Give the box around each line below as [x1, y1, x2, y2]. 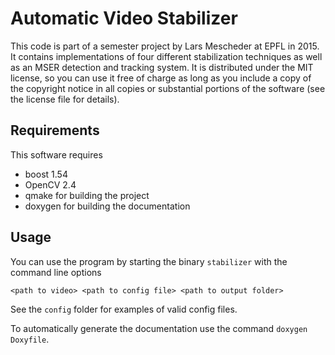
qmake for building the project [24, 189, 150, 201]
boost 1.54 [24, 168, 68, 180]
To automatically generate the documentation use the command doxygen [10, 322, 308, 334]
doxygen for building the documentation [24, 200, 191, 212]
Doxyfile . [10, 333, 50, 345]
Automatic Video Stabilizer [10, 7, 238, 30]
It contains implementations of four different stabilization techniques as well [10, 50, 323, 62]
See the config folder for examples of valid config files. [10, 303, 238, 315]
